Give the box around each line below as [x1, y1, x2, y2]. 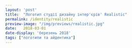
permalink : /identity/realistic [5, 16, 73, 21]
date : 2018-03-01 [5, 26, 46, 31]
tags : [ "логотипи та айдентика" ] [5, 35, 76, 40]
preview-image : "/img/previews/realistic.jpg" [5, 21, 105, 26]
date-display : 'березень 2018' [5, 30, 71, 35]
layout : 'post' [5, 7, 37, 12]
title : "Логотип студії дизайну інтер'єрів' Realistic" [5, 12, 127, 17]
